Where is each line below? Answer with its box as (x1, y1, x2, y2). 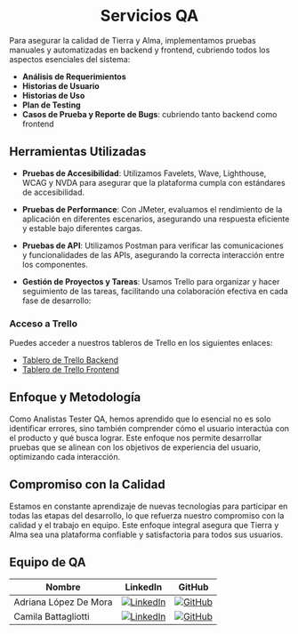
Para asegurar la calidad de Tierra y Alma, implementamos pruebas (9, 35, 256, 45)
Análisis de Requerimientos (21, 71, 126, 82)
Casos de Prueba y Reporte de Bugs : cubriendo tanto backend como (21, 108, 278, 119)
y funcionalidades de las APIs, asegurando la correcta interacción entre (21, 249, 285, 260)
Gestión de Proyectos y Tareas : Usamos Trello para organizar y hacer (21, 276, 280, 286)
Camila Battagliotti (13, 611, 91, 623)
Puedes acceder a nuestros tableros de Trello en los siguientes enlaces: (9, 338, 273, 349)
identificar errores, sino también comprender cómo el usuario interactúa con (9, 422, 290, 433)
